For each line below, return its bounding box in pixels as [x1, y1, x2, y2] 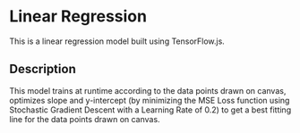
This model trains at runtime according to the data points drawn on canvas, [9, 85, 287, 96]
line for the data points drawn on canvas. [9, 113, 160, 124]
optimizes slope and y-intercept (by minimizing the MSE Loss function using [9, 95, 290, 105]
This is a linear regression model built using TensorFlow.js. [9, 36, 226, 46]
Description [9, 62, 76, 77]
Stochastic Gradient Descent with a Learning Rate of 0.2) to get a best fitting [9, 104, 292, 115]
